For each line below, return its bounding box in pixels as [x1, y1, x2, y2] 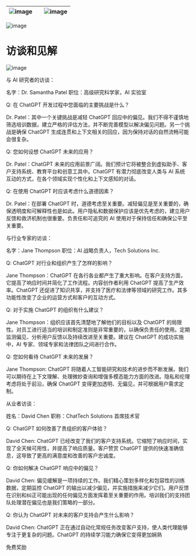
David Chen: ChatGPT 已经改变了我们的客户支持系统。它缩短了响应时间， [6, 437, 183, 444]
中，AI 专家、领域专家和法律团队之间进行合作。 [6, 340, 120, 347]
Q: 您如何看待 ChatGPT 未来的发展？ [6, 353, 94, 360]
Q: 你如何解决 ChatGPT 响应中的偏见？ [6, 464, 99, 471]
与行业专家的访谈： [6, 234, 52, 241]
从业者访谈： [6, 400, 37, 407]
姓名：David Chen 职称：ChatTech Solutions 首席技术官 [6, 412, 140, 419]
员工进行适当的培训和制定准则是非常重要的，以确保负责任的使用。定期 [21, 326, 190, 333]
